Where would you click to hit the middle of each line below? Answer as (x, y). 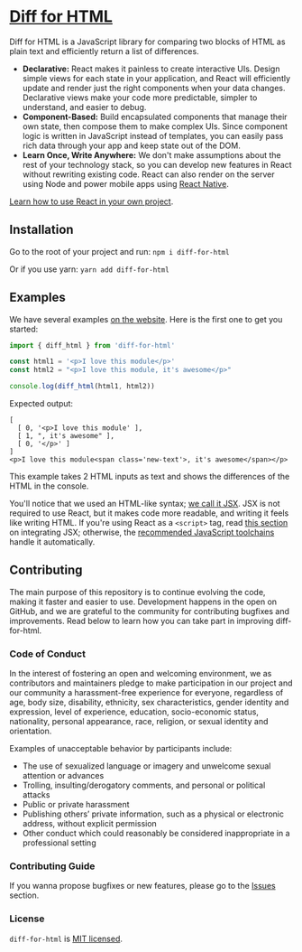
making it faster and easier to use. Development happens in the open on (143, 602)
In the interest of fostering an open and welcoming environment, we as (141, 674)
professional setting (59, 843)
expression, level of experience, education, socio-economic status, (134, 712)
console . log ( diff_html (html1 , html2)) (82, 387)
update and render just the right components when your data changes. (154, 88)
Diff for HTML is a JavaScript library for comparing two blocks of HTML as (147, 42)
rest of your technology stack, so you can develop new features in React (157, 164)
